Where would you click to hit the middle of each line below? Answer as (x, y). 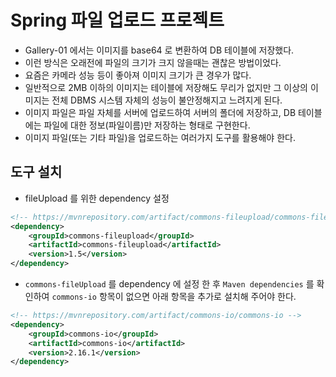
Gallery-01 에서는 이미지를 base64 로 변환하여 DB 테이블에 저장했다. (159, 50)
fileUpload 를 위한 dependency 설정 (97, 198)
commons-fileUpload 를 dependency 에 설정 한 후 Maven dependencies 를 (169, 284)
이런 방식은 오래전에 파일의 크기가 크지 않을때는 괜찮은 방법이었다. (153, 62)
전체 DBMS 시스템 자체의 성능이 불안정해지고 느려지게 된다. (167, 100)
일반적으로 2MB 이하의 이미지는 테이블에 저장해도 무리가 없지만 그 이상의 (166, 87)
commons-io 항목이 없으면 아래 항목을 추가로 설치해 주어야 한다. (174, 296)
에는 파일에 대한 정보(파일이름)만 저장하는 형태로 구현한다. (137, 125)
